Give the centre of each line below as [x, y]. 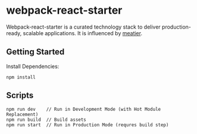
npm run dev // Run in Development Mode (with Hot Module [84, 109]
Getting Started [35, 52]
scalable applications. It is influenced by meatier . [83, 33]
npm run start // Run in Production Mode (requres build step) [87, 125]
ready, [14, 33]
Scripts [20, 96]
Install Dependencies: [33, 66]
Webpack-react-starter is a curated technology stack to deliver [83, 27]
